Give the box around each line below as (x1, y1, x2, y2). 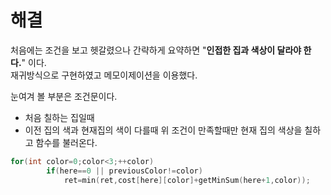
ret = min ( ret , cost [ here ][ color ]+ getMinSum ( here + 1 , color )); (63, 175, 311, 185)
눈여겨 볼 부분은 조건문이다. (10, 90, 118, 102)
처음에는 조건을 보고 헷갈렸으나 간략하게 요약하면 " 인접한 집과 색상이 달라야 (10, 44, 302, 56)
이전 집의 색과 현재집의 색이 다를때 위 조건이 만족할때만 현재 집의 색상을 (24, 124, 303, 136)
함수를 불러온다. (35, 136, 98, 148)
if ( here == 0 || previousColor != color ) (46, 166, 203, 176)
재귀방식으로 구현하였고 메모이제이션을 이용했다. (10, 69, 198, 81)
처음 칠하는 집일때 (24, 111, 95, 123)
